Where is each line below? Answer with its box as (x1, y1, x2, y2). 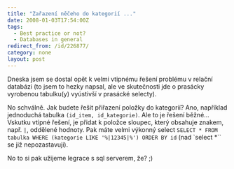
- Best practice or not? (13, 29, 86, 37)
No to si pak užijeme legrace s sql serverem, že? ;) (7, 154, 153, 162)
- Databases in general (13, 36, 83, 43)
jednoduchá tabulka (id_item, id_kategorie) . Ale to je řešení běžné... (7, 110, 210, 119)
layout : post (7, 56, 46, 63)
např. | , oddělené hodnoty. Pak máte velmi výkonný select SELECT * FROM (7, 125, 219, 133)
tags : (7, 23, 23, 30)
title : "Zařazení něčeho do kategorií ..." (7, 10, 137, 17)
